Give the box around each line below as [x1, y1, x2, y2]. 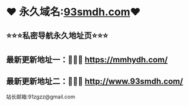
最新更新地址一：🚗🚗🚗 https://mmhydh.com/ [6, 54, 168, 64]
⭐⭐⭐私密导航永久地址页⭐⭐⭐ [6, 30, 109, 40]
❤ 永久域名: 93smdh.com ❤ [6, 5, 141, 19]
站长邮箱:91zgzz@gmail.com [6, 93, 75, 100]
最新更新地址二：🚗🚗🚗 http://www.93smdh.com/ [6, 77, 183, 87]
